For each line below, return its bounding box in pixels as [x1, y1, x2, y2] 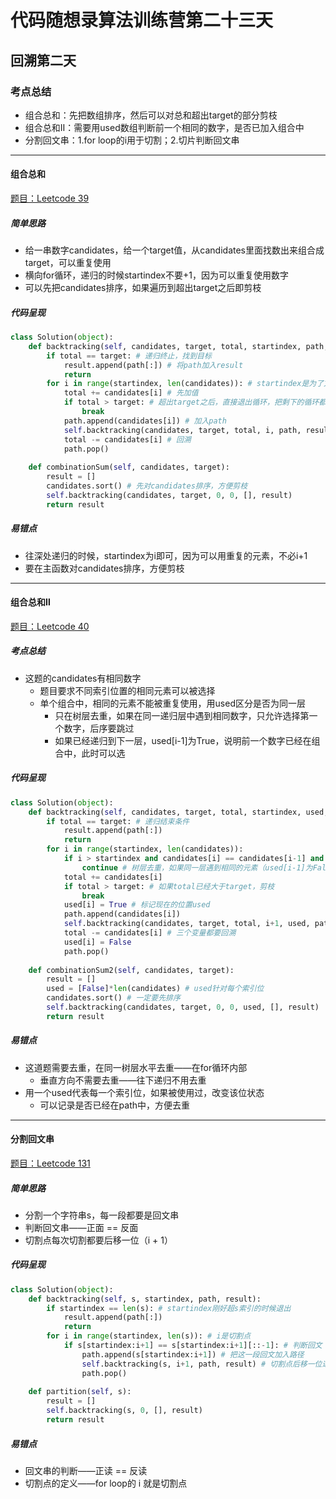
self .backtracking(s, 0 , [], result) [46, 1406, 203, 1416]
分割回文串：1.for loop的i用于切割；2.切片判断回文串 [24, 134, 240, 146]
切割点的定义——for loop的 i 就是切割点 [24, 1477, 188, 1489]
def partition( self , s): [28, 1387, 132, 1397]
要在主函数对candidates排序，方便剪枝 [24, 562, 185, 574]
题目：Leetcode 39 [10, 192, 90, 205]
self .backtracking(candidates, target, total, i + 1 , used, [63, 919, 311, 929]
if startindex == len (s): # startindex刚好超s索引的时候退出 [46, 1303, 292, 1313]
